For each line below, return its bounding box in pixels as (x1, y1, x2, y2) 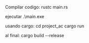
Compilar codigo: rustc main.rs (5, 4, 68, 10)
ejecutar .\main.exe (5, 14, 44, 19)
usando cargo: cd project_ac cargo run (5, 23, 85, 29)
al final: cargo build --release (5, 33, 64, 38)
